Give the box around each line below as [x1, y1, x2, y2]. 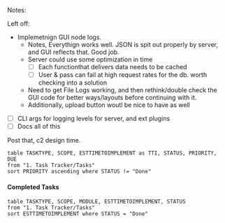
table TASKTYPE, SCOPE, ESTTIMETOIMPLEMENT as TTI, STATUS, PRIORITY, [7, 150, 217, 157]
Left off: [7, 20, 30, 27]
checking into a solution [38, 78, 108, 87]
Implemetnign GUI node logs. [17, 33, 102, 41]
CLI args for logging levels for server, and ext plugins [17, 115, 170, 123]
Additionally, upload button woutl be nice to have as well [27, 101, 190, 109]
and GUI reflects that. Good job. [27, 48, 119, 56]
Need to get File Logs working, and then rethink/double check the [27, 86, 218, 94]
